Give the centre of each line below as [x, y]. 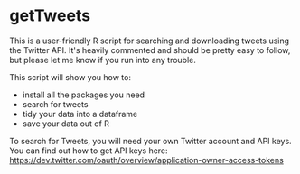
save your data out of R [66, 124]
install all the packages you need [84, 95]
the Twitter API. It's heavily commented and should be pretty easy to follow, [150, 50]
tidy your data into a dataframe [80, 114]
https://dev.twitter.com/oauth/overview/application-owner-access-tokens [147, 160]
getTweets [50, 16]
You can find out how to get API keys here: [89, 151]
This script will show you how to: [70, 77]
